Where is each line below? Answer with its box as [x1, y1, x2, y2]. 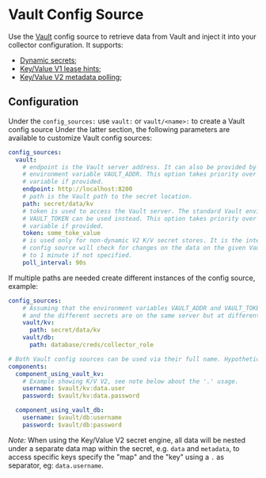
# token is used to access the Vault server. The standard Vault [22, 207, 243, 215]
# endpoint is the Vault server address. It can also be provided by [22, 163, 257, 171]
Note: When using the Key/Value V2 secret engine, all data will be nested [8, 435, 246, 445]
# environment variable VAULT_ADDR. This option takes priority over [22, 170, 257, 179]
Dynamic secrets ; [19, 55, 78, 65]
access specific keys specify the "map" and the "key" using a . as [8, 452, 224, 461]
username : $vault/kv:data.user [22, 385, 126, 393]
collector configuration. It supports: [8, 40, 124, 49]
